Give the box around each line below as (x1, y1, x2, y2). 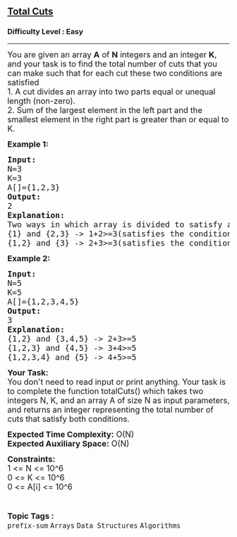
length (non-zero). (7, 95, 76, 106)
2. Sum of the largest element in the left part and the (7, 105, 203, 115)
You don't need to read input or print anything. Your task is (7, 377, 226, 387)
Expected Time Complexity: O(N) (7, 429, 135, 440)
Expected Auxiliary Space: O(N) (7, 438, 130, 449)
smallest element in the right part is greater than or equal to (7, 114, 229, 124)
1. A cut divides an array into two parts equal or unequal (7, 86, 216, 97)
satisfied (7, 77, 39, 88)
